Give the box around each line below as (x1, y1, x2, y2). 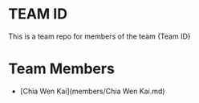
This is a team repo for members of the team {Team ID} (8, 31, 191, 41)
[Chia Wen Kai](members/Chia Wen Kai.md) (19, 86, 165, 96)
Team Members (8, 60, 115, 78)
